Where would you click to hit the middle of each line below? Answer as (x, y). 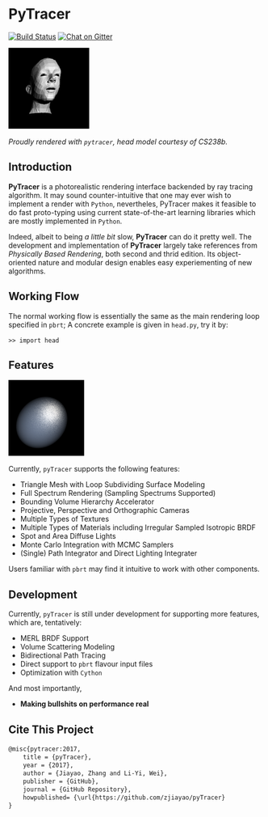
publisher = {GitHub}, (61, 781)
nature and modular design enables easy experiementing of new (145, 262)
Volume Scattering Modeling (67, 647)
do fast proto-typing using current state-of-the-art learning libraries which (132, 212)
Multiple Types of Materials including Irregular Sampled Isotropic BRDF (138, 527)
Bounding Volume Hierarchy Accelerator (87, 502)
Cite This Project (51, 729)
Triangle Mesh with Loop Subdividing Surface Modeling (113, 485)
